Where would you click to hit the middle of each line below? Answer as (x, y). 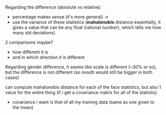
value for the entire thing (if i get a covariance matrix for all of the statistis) (81, 92)
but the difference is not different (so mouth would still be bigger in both (79, 72)
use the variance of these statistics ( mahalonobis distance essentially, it (86, 22)
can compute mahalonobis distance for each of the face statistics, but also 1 (83, 87)
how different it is (30, 52)
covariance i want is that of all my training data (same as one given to (83, 102)
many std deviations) (34, 33)
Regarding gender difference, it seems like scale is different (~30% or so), (81, 67)
